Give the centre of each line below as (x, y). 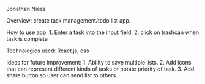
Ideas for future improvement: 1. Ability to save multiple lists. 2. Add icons (99, 62)
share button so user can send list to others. (62, 75)
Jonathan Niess (26, 9)
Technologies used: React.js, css (48, 51)
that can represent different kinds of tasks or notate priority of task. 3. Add (100, 69)
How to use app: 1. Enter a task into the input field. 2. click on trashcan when (103, 32)
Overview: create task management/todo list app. (69, 20)
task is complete (27, 39)
